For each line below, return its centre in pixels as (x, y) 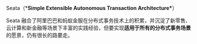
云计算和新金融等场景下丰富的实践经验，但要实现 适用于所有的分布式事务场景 (98, 28)
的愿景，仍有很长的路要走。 (40, 35)
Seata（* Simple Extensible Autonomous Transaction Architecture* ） (92, 8)
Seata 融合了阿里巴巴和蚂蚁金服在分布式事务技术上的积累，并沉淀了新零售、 (98, 21)
